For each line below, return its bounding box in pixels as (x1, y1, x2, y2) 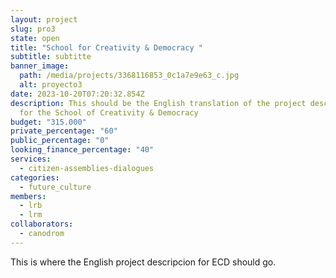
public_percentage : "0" (10, 136, 110, 146)
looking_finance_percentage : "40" (10, 145, 155, 155)
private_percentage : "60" (10, 126, 118, 136)
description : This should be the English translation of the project (10, 98, 307, 108)
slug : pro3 (10, 24, 56, 34)
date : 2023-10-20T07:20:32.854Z (10, 89, 145, 99)
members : (10, 191, 47, 201)
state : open (10, 33, 60, 43)
